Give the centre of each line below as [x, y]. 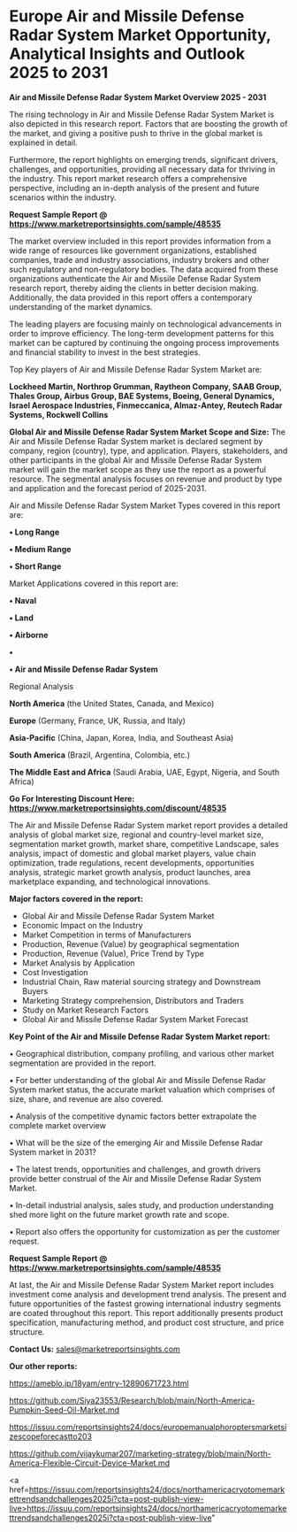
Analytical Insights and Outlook [127, 54]
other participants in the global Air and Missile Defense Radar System [136, 460]
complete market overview [57, 1125]
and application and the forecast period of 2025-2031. [108, 488]
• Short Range [35, 566]
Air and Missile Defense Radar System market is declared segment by [136, 441]
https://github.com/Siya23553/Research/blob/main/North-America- [132, 1400]
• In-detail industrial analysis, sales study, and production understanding [141, 1205]
